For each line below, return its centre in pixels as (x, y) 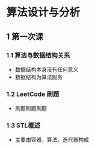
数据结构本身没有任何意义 (47, 69)
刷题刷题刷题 (31, 109)
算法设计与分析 (43, 12)
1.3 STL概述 (23, 125)
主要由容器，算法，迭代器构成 (52, 140)
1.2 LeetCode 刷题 (33, 94)
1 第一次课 (25, 36)
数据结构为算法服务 (39, 77)
